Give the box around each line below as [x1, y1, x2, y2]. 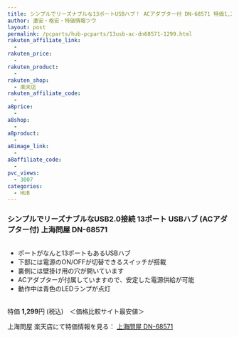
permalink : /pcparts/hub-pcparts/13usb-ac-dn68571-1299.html [7, 30, 193, 38]
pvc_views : [7, 169, 40, 177]
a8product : [7, 130, 40, 137]
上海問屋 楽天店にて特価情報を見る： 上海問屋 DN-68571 [7, 322, 174, 331]
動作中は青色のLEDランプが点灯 [17, 284, 111, 293]
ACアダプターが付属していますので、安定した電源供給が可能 [17, 275, 195, 284]
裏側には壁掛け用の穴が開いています [17, 266, 124, 275]
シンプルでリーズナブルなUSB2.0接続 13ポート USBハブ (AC [7, 214, 213, 224]
